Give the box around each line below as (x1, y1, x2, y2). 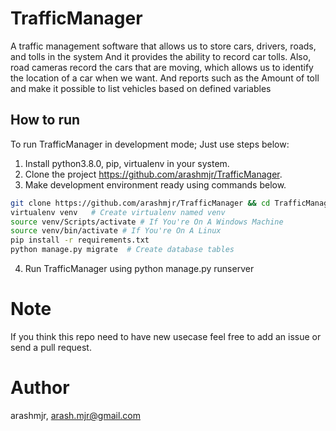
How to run (10, 112, 81, 129)
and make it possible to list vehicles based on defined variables (10, 82, 272, 94)
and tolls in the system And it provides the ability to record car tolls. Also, (10, 50, 312, 62)
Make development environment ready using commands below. (24, 178, 287, 191)
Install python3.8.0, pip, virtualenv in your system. (24, 157, 230, 169)
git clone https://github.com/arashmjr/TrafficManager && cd (10, 198, 271, 208)
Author (10, 377, 70, 399)
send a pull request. (10, 341, 92, 353)
